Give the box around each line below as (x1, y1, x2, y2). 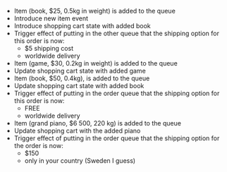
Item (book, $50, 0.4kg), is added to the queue (13, 74, 150, 82)
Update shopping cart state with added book (13, 82, 145, 90)
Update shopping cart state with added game (13, 67, 146, 75)
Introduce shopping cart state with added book (13, 22, 151, 30)
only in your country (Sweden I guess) (24, 156, 136, 165)
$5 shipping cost (24, 44, 74, 52)
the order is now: (13, 142, 63, 149)
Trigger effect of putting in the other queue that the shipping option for (13, 29, 220, 37)
